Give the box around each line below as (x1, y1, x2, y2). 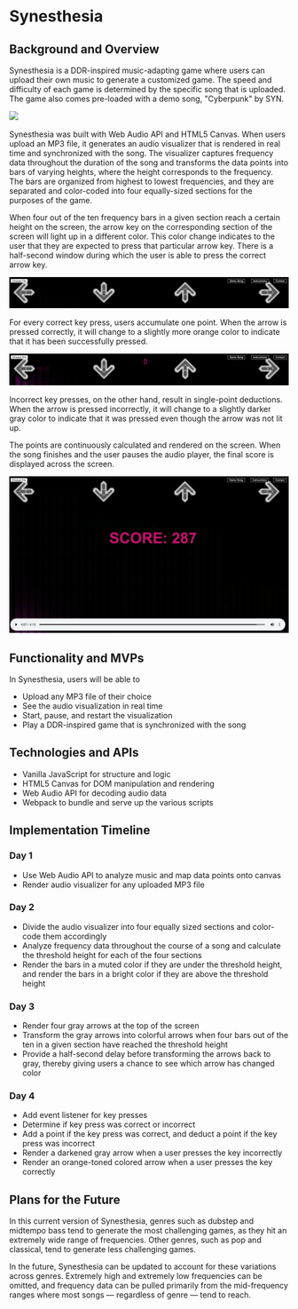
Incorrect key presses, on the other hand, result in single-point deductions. (9, 394, 283, 405)
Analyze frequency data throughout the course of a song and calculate (21, 940, 281, 951)
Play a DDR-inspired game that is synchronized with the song (21, 719, 247, 730)
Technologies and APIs (9, 745, 139, 760)
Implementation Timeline (9, 823, 151, 838)
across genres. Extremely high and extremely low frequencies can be (9, 1271, 263, 1281)
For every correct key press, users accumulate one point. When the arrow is (9, 317, 287, 328)
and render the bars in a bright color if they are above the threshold (21, 968, 269, 979)
